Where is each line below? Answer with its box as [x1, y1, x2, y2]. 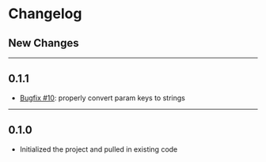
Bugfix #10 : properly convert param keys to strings [19, 92, 186, 103]
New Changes [8, 36, 79, 50]
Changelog [8, 5, 82, 23]
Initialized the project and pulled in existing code [19, 144, 178, 154]
